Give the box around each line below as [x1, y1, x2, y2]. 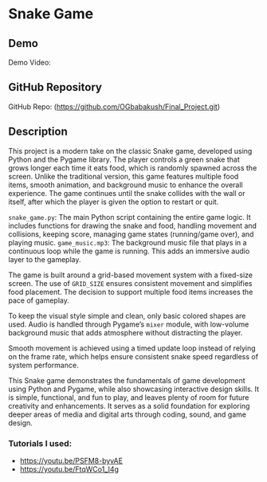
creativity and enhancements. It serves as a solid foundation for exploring [8, 401, 250, 410]
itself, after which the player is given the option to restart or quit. [8, 197, 219, 206]
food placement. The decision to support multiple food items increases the [8, 287, 253, 296]
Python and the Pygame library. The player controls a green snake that [8, 155, 241, 164]
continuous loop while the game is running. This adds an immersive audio [8, 246, 250, 256]
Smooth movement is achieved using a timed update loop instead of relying [8, 343, 257, 353]
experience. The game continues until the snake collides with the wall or [8, 188, 245, 198]
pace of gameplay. [8, 296, 69, 305]
